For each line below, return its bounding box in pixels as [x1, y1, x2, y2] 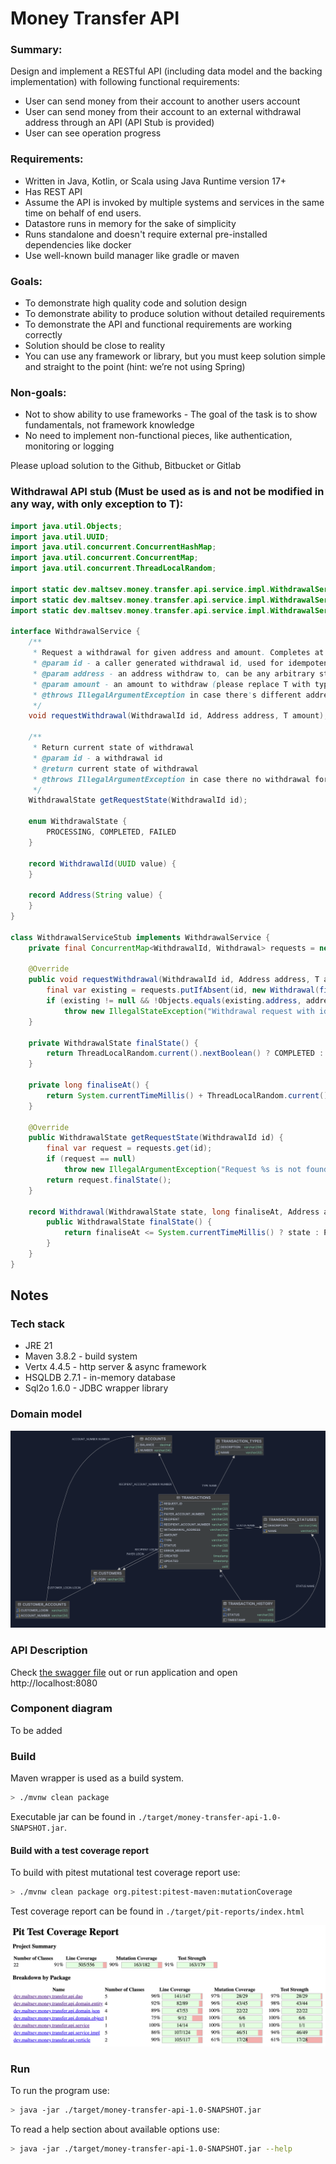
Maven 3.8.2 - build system [24, 1350, 138, 1362]
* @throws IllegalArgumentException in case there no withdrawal [32, 774, 311, 784]
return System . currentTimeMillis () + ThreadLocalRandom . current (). [46, 1090, 333, 1101]
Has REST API [24, 185, 83, 197]
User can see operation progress [24, 127, 162, 139]
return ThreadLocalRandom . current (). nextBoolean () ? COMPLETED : [46, 1048, 325, 1059]
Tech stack [10, 1317, 65, 1331]
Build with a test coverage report [10, 1844, 150, 1856]
